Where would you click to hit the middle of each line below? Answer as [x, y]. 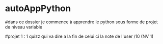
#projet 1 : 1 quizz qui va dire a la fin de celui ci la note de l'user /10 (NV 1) [79, 36]
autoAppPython [38, 8]
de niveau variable [24, 27]
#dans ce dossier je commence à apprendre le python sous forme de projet [81, 22]
